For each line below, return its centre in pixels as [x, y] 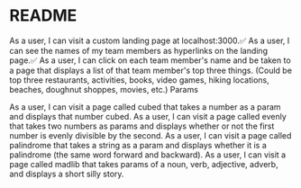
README [43, 16]
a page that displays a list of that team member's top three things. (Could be [151, 70]
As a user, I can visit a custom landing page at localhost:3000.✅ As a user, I [150, 40]
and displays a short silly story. [67, 174]
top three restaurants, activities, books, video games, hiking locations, [140, 80]
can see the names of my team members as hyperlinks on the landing [139, 50]
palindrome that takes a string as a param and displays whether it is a [138, 145]
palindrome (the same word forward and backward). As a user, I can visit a [148, 155]
